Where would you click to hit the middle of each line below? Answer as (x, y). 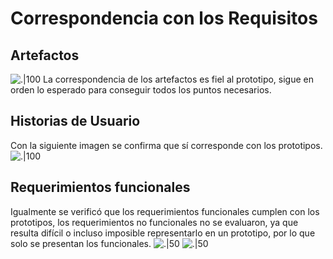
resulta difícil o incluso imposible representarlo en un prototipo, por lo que (163, 233)
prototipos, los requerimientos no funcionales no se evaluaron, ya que (154, 222)
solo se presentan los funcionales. (81, 243)
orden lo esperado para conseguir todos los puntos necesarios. (141, 90)
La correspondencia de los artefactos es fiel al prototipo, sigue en (178, 79)
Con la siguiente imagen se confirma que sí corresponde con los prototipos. (166, 145)
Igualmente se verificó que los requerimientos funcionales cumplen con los (165, 211)
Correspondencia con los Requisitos (164, 18)
